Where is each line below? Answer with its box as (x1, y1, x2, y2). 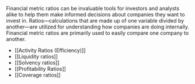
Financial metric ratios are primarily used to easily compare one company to (6, 30, 189, 36)
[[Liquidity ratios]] (14, 53, 58, 60)
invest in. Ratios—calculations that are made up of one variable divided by (6, 17, 184, 24)
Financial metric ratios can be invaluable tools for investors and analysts (6, 5, 180, 12)
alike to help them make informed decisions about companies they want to (6, 11, 185, 18)
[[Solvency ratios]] (14, 59, 60, 66)
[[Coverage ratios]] (14, 72, 61, 78)
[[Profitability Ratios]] (14, 65, 66, 72)
